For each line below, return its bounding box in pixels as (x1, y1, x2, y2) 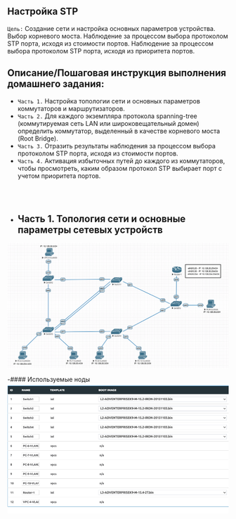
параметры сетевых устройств (17, 224, 163, 236)
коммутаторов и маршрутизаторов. (17, 104, 125, 113)
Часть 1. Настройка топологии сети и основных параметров (17, 96, 200, 105)
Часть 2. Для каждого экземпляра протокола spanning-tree (17, 112, 198, 120)
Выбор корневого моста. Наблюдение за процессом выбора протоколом (7, 32, 228, 40)
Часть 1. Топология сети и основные (17, 213, 186, 225)
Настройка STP (7, 6, 79, 18)
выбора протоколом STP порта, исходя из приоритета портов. (7, 46, 195, 55)
